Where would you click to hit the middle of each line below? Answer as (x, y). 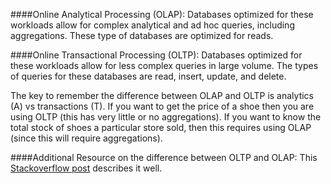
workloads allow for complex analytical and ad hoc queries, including (152, 25)
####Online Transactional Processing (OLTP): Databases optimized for (156, 55)
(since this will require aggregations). (86, 138)
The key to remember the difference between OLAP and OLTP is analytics (162, 95)
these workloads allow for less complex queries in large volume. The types (164, 65)
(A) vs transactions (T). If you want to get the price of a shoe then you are (162, 106)
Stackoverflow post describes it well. (86, 168)
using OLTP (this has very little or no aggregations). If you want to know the (166, 117)
